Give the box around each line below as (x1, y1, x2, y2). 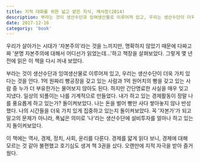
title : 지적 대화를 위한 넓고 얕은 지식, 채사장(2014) (6, 8, 125, 15)
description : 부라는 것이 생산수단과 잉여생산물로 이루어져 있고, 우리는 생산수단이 (6, 14, 185, 20)
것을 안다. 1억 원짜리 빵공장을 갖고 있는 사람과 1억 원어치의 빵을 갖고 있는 (17, 77, 185, 85)
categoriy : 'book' (6, 25, 52, 32)
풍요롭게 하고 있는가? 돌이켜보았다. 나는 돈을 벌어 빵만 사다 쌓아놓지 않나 (12, 99, 180, 107)
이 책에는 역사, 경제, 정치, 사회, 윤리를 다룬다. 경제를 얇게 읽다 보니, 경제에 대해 (6, 135, 188, 142)
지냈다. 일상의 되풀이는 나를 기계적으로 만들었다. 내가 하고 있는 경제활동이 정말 (6, 92, 187, 99)
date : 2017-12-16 (6, 20, 49, 26)
